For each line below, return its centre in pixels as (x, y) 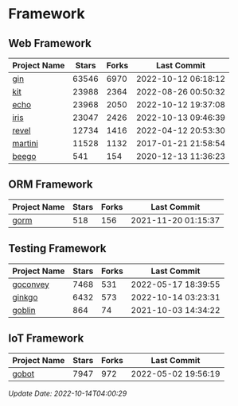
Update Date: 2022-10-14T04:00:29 (68, 393)
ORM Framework (51, 185)
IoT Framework (46, 338)
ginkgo (25, 297)
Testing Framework (57, 248)
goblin (24, 310)
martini (25, 143)
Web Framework (50, 43)
